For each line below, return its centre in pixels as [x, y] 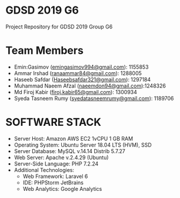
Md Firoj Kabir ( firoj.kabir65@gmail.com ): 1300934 [76, 92]
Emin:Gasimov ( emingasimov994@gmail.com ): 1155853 [81, 67]
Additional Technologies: [44, 170]
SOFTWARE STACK [53, 122]
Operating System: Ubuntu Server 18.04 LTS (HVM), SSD [83, 145]
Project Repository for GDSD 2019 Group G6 [59, 27]
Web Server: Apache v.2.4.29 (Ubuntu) [61, 157]
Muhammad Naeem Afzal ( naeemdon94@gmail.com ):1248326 [90, 86]
